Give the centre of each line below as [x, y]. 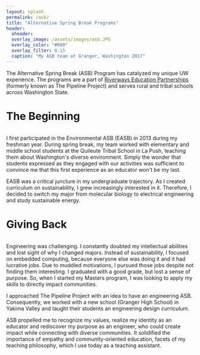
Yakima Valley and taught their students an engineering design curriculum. [98, 308]
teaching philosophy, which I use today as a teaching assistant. [84, 345]
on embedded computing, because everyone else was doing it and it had [96, 259]
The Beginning [43, 116]
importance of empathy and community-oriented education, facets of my [96, 339]
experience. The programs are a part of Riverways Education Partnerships [98, 79]
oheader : [22, 34]
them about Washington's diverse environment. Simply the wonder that [93, 157]
